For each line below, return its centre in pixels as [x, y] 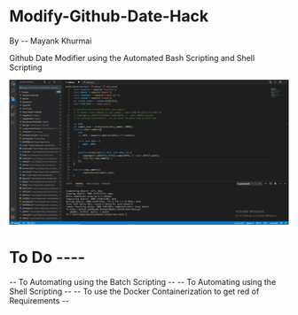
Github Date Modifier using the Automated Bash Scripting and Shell [132, 58]
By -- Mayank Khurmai [51, 41]
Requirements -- [39, 301]
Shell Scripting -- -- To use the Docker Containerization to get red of [134, 292]
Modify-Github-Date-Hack [109, 16]
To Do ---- [47, 257]
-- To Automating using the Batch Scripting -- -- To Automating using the [143, 282]
